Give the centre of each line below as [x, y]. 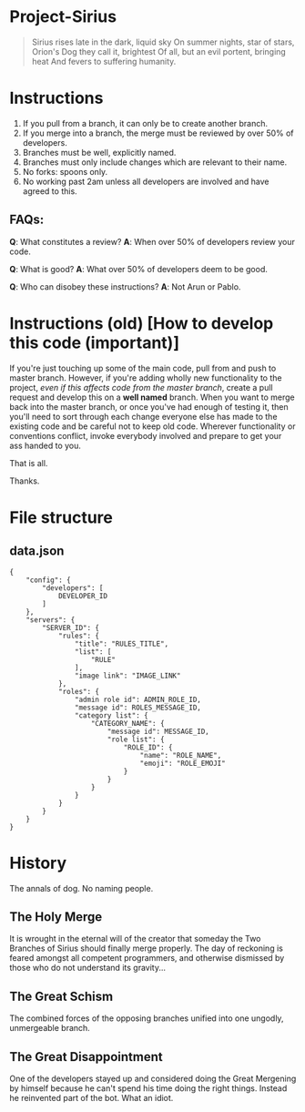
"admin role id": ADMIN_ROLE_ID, [138, 699]
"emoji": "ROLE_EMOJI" [183, 763]
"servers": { [51, 620]
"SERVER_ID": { [71, 627]
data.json [37, 551]
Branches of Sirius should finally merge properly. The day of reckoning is [147, 948]
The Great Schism [61, 996]
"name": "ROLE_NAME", [181, 755]
